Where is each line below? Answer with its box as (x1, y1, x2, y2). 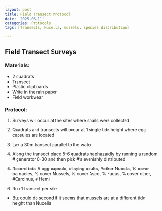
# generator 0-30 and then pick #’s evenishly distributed (12, 156, 126, 162)
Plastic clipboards (12, 84, 48, 89)
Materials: (5, 62, 30, 69)
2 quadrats (12, 73, 34, 79)
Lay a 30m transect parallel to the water (12, 142, 92, 148)
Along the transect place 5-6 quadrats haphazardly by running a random (12, 151, 158, 157)
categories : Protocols (5, 21, 51, 26)
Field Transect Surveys (5, 47, 77, 56)
